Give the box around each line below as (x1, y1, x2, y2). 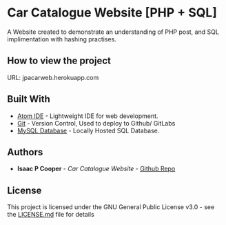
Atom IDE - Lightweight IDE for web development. (17, 112, 158, 120)
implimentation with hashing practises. (7, 35, 117, 43)
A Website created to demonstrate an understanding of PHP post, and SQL (7, 28, 219, 36)
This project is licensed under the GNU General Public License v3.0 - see (7, 203, 215, 211)
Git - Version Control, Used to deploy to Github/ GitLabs (17, 119, 176, 127)
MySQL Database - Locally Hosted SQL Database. (17, 126, 160, 135)
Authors (7, 146, 43, 158)
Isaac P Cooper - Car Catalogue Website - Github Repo (17, 164, 176, 173)
